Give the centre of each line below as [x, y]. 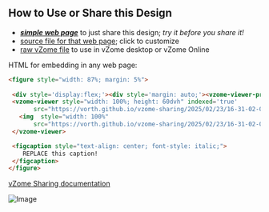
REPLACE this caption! [60, 154]
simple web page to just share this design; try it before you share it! [132, 32]
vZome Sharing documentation [59, 184]
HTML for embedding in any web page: [73, 65]
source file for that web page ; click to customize [100, 41]
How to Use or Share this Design [90, 13]
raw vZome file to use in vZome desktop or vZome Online [114, 49]
